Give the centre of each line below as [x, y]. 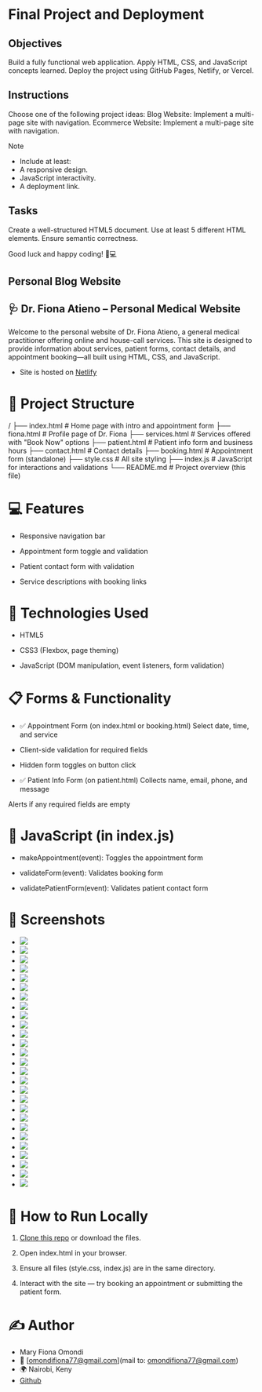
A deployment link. [50, 186]
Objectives [35, 44]
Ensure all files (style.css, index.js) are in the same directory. [117, 1268]
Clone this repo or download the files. [80, 1238]
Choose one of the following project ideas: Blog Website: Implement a [121, 114]
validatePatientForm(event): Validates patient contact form [114, 887]
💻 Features [46, 508]
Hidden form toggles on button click [78, 765]
